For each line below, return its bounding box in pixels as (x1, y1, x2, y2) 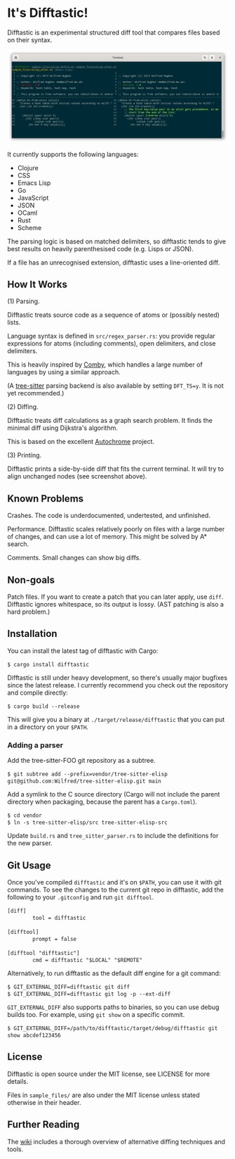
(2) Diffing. (7, 403, 39, 411)
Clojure (17, 163, 39, 172)
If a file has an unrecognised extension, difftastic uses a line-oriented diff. (7, 258, 220, 267)
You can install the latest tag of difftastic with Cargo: (7, 646, 159, 655)
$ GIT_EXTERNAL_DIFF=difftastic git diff (7, 983, 130, 990)
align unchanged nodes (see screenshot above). (7, 472, 147, 481)
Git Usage (7, 859, 51, 871)
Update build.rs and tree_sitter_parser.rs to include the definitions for (7, 832, 219, 840)
